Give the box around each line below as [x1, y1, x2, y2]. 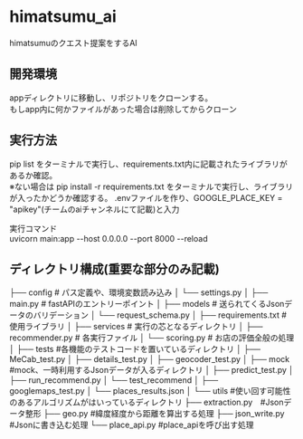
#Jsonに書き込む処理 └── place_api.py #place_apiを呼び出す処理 [9, 419, 254, 431]
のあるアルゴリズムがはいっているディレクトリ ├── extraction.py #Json [9, 396, 284, 408]
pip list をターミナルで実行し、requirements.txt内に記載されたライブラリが [9, 158, 288, 169]
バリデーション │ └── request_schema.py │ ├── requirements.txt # [33, 310, 288, 320]
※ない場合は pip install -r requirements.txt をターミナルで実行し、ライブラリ [9, 181, 294, 192]
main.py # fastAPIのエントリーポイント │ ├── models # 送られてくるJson [9, 299, 285, 310]
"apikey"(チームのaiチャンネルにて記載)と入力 [9, 204, 180, 215]
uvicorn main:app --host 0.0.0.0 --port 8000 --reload [9, 233, 208, 243]
